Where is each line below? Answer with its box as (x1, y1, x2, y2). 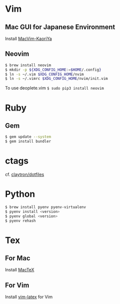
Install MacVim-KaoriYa (5, 36, 52, 41)
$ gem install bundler (5, 139, 51, 144)
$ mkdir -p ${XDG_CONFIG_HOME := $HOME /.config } (5, 67, 101, 72)
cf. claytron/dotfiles (5, 171, 44, 177)
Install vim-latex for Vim (5, 294, 53, 300)
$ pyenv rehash (5, 218, 36, 223)
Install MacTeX (5, 267, 35, 273)
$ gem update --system (5, 134, 51, 139)
